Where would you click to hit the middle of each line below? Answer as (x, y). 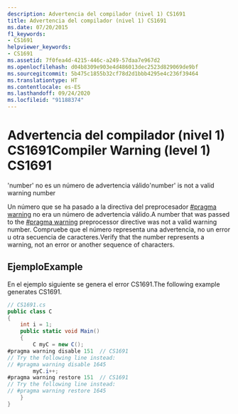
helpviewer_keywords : (39, 47)
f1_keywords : (27, 34)
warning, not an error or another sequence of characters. (91, 244)
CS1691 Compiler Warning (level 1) (109, 151)
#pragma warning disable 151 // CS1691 (68, 351)
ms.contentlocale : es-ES (44, 87)
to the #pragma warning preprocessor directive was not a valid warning (112, 222)
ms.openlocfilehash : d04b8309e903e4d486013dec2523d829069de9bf (103, 67)
